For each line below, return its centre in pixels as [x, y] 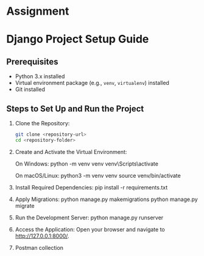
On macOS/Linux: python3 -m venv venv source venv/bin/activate [98, 175]
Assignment [38, 11]
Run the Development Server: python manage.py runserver [89, 218]
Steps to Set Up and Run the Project [75, 108]
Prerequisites [32, 61]
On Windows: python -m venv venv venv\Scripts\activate [86, 164]
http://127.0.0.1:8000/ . [42, 236]
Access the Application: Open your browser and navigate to [90, 229]
